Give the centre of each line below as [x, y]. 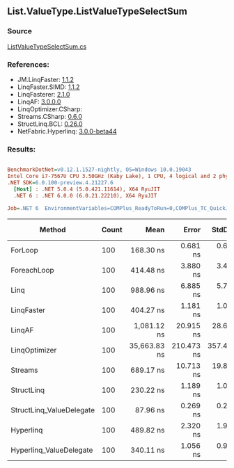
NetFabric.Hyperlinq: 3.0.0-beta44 [67, 131]
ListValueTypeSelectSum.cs [47, 46]
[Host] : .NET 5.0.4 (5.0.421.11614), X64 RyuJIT [87, 189]
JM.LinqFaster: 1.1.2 [46, 79]
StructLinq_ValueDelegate [53, 410]
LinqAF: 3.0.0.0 [39, 102]
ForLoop [24, 250]
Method [53, 229]
